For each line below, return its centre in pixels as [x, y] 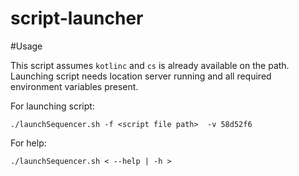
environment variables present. [74, 86]
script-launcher [77, 18]
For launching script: [52, 106]
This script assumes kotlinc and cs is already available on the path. [150, 65]
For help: [28, 143]
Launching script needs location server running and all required [141, 76]
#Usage [26, 46]
